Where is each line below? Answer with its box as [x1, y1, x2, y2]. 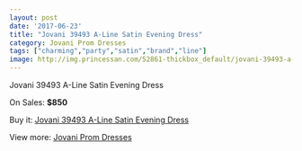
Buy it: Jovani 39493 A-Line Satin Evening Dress [9, 114, 190, 125]
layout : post [9, 13, 58, 22]
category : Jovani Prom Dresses [9, 38, 127, 48]
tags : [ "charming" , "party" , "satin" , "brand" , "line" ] [9, 47, 207, 56]
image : [9, 55, 34, 64]
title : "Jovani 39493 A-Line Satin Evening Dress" [9, 30, 203, 39]
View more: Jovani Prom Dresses [9, 132, 132, 142]
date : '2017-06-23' [9, 22, 83, 31]
